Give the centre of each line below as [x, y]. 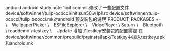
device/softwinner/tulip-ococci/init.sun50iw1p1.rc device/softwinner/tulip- [82, 13]
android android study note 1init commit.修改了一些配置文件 [67, 7]
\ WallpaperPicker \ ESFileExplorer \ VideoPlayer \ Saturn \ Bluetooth [84, 25]
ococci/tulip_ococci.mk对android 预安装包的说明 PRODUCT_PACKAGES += [83, 19]
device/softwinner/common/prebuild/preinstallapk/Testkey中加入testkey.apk [85, 37]
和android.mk [20, 43]
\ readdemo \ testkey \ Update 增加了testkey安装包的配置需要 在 [74, 31]
